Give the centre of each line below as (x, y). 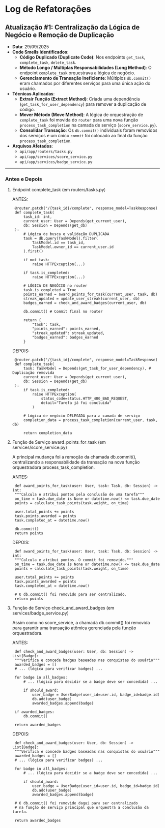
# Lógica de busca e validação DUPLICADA (66, 234)
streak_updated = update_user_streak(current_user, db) (82, 299)
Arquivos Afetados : (32, 146)
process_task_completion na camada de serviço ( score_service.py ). (88, 125)
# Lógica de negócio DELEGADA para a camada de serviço (82, 416)
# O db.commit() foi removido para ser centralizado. (71, 595)
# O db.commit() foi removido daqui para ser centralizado (76, 803)
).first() (33, 251)
